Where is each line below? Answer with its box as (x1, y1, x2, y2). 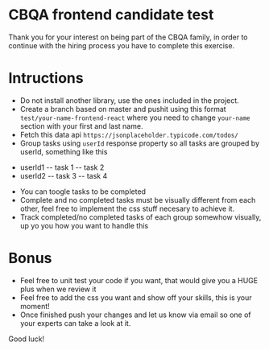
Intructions (8, 69, 84, 88)
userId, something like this (19, 146, 108, 156)
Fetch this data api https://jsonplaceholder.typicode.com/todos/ (19, 130, 239, 139)
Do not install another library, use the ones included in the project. (19, 95, 239, 105)
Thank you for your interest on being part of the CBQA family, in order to (8, 32, 248, 42)
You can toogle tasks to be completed (19, 187, 147, 196)
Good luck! (8, 334, 45, 344)
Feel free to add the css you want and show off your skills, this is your (19, 292, 252, 303)
